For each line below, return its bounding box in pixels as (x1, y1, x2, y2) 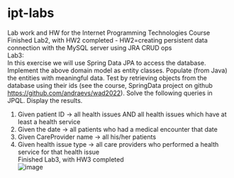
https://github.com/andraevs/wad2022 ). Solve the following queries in (7, 89, 213, 97)
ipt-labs (7, 5, 55, 21)
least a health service (17, 117, 81, 126)
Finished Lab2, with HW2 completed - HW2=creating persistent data (7, 35, 208, 44)
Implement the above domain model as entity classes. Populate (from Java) (7, 66, 228, 74)
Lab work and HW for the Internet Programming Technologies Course (7, 28, 211, 37)
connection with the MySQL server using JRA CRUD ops (7, 43, 172, 52)
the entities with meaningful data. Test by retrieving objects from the (7, 73, 207, 82)
